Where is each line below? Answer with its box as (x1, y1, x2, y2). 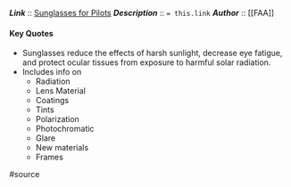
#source (9, 169, 40, 180)
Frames (35, 151, 64, 163)
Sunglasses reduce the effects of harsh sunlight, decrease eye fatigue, (21, 48, 283, 59)
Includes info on (21, 67, 82, 77)
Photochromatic (35, 124, 95, 134)
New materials (35, 142, 89, 153)
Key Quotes (9, 28, 54, 38)
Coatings (35, 95, 70, 106)
